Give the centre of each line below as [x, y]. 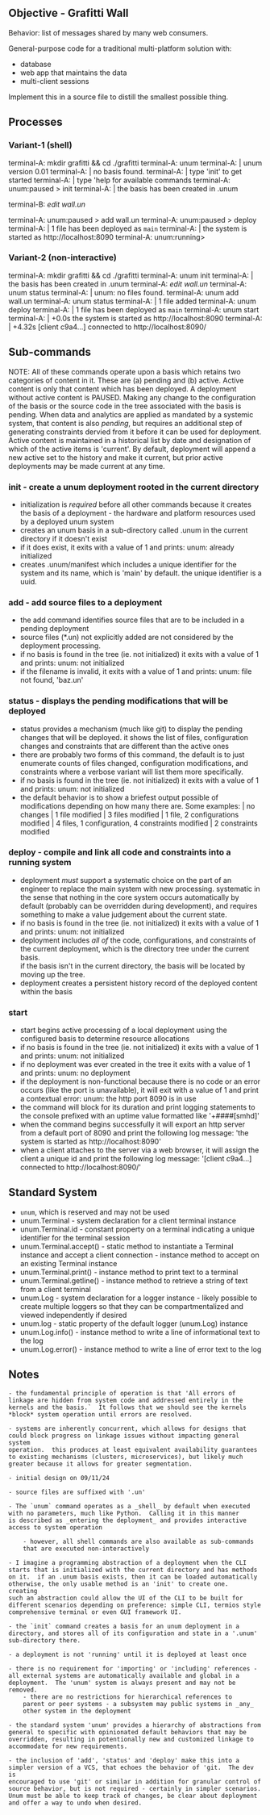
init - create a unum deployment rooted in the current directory [134, 487]
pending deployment [54, 629]
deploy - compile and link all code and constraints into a [120, 852]
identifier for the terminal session [75, 1237]
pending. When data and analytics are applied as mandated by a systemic [131, 414]
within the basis [46, 991]
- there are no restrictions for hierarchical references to [127, 1697]
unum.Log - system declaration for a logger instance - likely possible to [139, 1298]
